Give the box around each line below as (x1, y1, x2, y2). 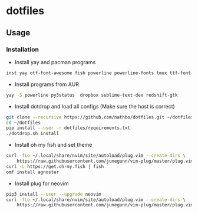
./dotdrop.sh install (6, 131, 60, 137)
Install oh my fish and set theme (14, 141, 93, 149)
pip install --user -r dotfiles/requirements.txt (6, 125, 131, 131)
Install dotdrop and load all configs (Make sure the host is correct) (14, 103, 175, 110)
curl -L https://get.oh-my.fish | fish (6, 163, 104, 169)
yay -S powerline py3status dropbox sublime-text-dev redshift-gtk (6, 92, 178, 98)
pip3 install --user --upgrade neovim (6, 191, 101, 197)
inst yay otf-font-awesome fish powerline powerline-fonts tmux (6, 70, 167, 76)
